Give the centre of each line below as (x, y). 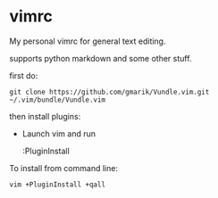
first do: (24, 75)
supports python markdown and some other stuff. (101, 58)
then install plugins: (45, 116)
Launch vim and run (59, 133)
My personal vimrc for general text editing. (88, 41)
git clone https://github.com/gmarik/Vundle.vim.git (109, 92)
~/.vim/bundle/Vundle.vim (57, 100)
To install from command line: (64, 168)
